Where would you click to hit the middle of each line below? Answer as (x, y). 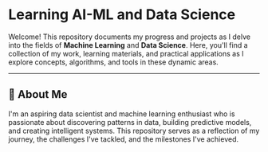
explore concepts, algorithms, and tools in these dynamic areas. (114, 62)
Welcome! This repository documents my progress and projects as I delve (130, 37)
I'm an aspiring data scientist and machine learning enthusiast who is (122, 114)
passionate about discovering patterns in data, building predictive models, (130, 122)
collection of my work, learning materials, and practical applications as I (126, 53)
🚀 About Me (38, 94)
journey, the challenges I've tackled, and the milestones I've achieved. (124, 139)
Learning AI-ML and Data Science (122, 15)
